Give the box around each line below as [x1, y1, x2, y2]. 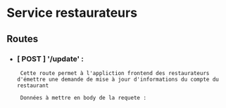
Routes [6, 33, 39, 45]
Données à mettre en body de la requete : [20, 94, 147, 101]
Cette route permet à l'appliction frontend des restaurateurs [20, 69, 210, 76]
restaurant [16, 82, 49, 89]
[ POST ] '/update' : [16, 54, 84, 64]
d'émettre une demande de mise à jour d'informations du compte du [16, 76, 219, 83]
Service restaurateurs [6, 5, 138, 21]
